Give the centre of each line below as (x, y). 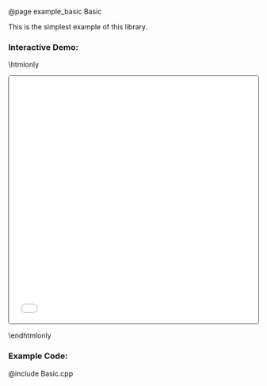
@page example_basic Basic (55, 11)
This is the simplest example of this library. (78, 27)
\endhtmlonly (30, 335)
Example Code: (38, 356)
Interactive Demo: (44, 47)
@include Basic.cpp (41, 373)
